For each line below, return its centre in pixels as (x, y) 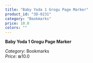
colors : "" (16, 28)
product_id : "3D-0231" (28, 14)
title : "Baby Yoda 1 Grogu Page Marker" (47, 10)
